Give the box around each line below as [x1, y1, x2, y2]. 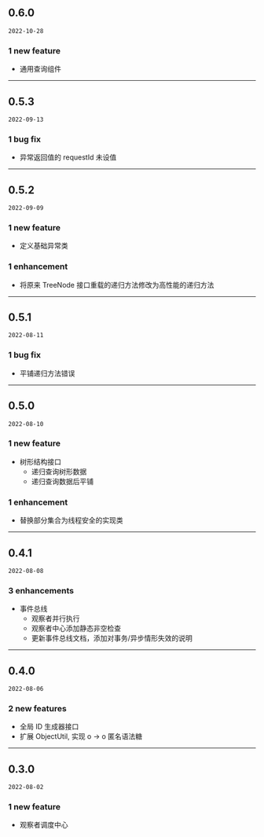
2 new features [8, 703, 67, 714]
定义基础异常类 [19, 241, 68, 251]
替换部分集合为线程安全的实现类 [19, 516, 123, 525]
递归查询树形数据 [31, 467, 87, 476]
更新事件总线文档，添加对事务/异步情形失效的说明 [31, 633, 192, 643]
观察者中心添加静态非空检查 [31, 624, 122, 633]
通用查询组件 [19, 64, 61, 74]
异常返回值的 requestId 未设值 [19, 152, 117, 162]
